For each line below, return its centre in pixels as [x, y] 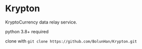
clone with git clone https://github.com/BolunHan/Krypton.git [71, 41]
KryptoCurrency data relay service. [41, 22]
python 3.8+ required [27, 31]
